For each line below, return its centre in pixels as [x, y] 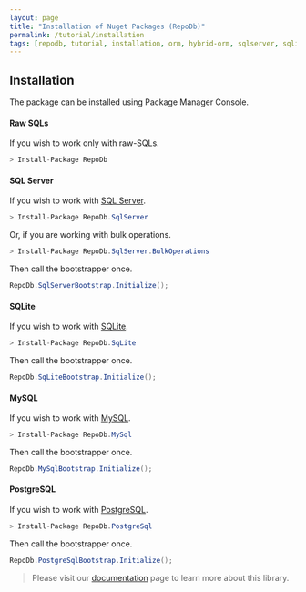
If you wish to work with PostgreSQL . [79, 510]
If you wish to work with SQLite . [69, 327]
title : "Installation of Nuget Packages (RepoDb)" [107, 26]
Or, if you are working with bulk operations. [90, 235]
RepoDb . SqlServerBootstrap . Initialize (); [89, 286]
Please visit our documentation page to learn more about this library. [160, 577]
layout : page [34, 18]
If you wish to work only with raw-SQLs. [84, 143]
